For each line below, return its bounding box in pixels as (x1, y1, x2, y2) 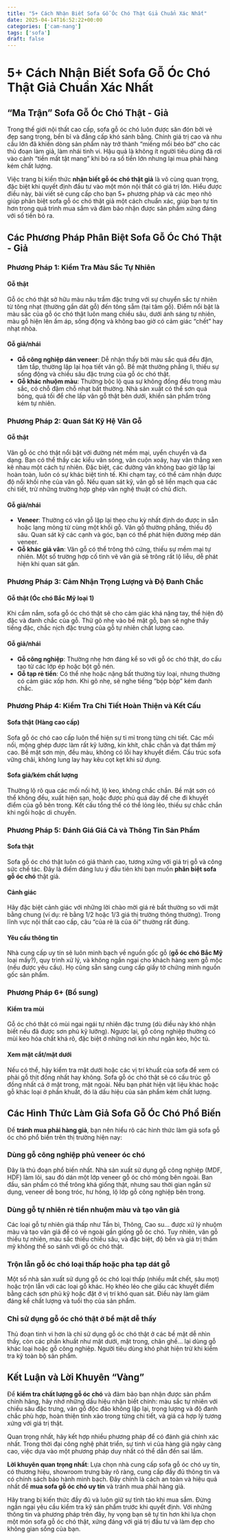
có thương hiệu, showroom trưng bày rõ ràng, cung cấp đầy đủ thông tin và (7, 1467, 220, 1475)
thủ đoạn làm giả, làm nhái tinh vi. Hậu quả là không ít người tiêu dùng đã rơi (7, 147, 222, 155)
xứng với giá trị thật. (7, 1419, 64, 1427)
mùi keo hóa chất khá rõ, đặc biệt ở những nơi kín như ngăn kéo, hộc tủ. (7, 1034, 211, 1043)
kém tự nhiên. (16, 399, 56, 407)
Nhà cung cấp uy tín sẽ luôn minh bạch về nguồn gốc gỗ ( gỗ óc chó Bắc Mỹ (7, 949, 223, 957)
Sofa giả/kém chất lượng (7, 771, 78, 780)
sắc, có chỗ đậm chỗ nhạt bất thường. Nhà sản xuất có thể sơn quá (16, 384, 207, 392)
